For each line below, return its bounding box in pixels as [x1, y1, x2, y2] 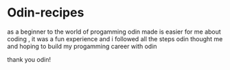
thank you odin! [7, 55, 51, 63]
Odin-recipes [7, 5, 84, 21]
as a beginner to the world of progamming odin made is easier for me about [7, 27, 221, 36]
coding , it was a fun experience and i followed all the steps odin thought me [7, 34, 223, 43]
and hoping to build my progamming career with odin [7, 42, 157, 50]
